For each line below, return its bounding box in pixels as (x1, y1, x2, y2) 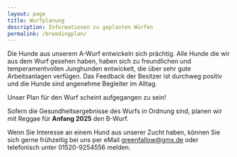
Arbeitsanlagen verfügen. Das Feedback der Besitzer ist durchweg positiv (7, 72, 223, 81)
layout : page (7, 10, 46, 18)
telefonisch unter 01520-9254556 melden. (7, 143, 131, 152)
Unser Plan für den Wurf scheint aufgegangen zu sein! (7, 93, 166, 102)
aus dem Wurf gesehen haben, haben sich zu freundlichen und (7, 57, 192, 66)
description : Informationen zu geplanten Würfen (7, 23, 154, 30)
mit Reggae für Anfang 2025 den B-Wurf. (7, 115, 129, 123)
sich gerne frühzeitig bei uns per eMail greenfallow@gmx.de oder (7, 136, 200, 144)
